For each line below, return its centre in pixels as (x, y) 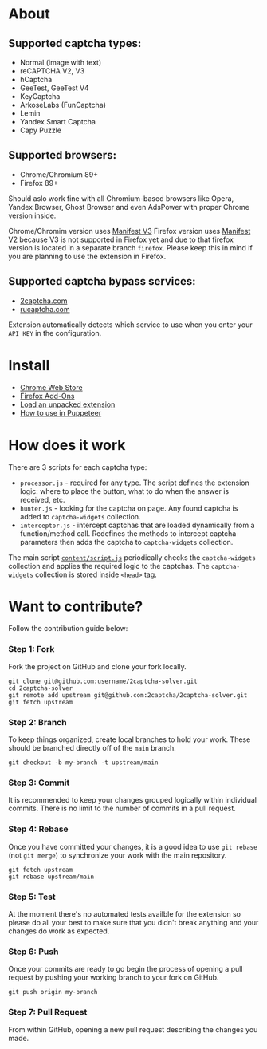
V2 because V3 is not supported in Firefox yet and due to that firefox (121, 239)
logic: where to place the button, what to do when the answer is (124, 491)
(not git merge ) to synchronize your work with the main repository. (118, 855)
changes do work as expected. (59, 931)
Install (29, 365)
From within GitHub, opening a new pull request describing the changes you (133, 1029)
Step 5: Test (32, 897)
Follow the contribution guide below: (68, 629)
